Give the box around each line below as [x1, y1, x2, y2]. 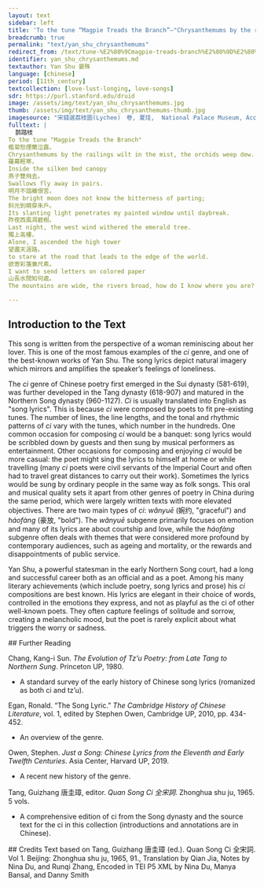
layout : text [8, 11, 51, 20]
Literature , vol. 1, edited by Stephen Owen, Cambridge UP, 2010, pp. [8, 708, 229, 718]
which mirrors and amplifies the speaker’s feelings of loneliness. [8, 363, 216, 374]
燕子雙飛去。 [8, 172, 44, 181]
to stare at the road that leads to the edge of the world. [8, 252, 210, 260]
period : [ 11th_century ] [8, 77, 86, 85]
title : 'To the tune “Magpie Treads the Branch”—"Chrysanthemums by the [8, 26, 251, 34]
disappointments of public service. [8, 549, 120, 558]
